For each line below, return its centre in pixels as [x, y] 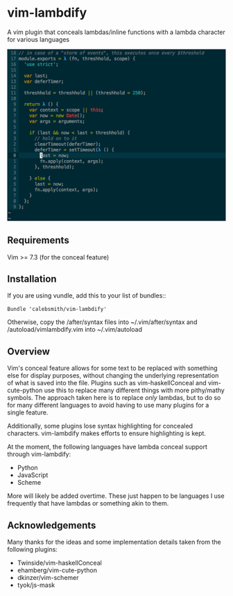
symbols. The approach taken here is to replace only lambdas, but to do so [114, 398]
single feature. [28, 412]
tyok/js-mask [36, 585]
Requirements [38, 240]
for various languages [38, 39]
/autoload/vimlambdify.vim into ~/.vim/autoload [75, 330]
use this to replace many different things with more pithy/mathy [135, 390]
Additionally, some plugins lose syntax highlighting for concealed [100, 426]
